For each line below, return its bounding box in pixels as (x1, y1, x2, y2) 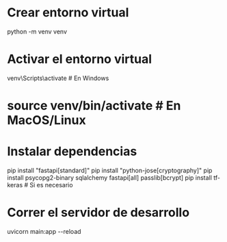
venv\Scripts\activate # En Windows (7, 74, 109, 82)
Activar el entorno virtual (7, 51, 152, 67)
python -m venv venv (7, 27, 67, 36)
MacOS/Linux (7, 113, 87, 128)
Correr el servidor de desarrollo (7, 205, 190, 220)
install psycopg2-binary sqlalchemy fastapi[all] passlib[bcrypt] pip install (7, 174, 212, 182)
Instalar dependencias (7, 144, 137, 159)
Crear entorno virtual (7, 5, 129, 21)
